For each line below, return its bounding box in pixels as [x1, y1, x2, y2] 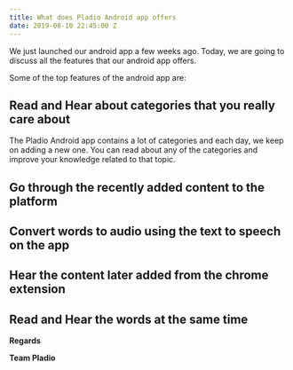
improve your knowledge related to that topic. [9, 154, 176, 165]
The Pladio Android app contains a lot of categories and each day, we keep [9, 135, 284, 146]
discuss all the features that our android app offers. [9, 55, 197, 66]
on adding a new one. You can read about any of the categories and [9, 145, 258, 155]
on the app [9, 238, 69, 253]
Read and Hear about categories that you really [9, 98, 275, 113]
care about [9, 112, 71, 127]
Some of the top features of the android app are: [9, 72, 186, 83]
